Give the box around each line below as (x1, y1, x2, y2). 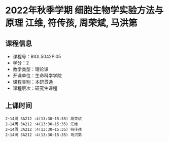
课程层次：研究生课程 (12, 85, 57, 91)
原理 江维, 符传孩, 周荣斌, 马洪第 (5, 17, 138, 29)
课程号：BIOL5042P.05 (12, 54, 61, 59)
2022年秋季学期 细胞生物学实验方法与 (5, 5, 164, 16)
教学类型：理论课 (12, 66, 49, 72)
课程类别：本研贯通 (12, 79, 53, 85)
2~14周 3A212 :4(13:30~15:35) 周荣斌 (5, 116, 82, 121)
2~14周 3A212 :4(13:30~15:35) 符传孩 (5, 127, 82, 132)
